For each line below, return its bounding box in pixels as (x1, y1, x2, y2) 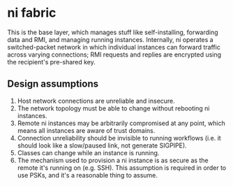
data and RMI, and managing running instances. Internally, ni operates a (7, 35, 214, 43)
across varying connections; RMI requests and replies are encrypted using (7, 50, 222, 59)
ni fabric (7, 5, 57, 21)
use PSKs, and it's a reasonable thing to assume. (17, 171, 158, 179)
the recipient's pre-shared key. (7, 57, 96, 66)
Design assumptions (7, 78, 99, 90)
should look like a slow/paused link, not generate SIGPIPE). (17, 141, 187, 150)
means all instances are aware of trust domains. (17, 126, 156, 134)
